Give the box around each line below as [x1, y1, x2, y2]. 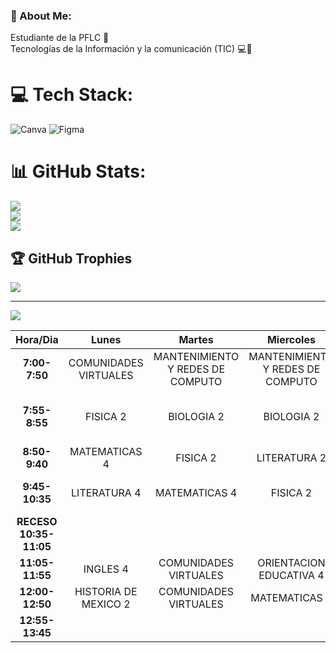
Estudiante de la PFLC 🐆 [10, 32, 110, 44]
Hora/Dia [15, 332, 59, 346]
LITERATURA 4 [71, 485, 142, 499]
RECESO [16, 514, 58, 528]
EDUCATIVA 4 [258, 568, 325, 582]
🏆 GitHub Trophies [10, 250, 133, 267]
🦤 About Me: [10, 9, 72, 23]
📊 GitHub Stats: [10, 160, 147, 183]
